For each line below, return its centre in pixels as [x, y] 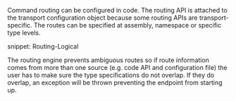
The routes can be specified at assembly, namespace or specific [128, 25]
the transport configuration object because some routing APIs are [103, 18]
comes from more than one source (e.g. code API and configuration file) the [117, 67]
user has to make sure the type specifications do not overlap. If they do [111, 75]
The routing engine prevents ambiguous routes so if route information [108, 60]
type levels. [24, 32]
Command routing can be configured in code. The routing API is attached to [117, 10]
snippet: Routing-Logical [43, 46]
